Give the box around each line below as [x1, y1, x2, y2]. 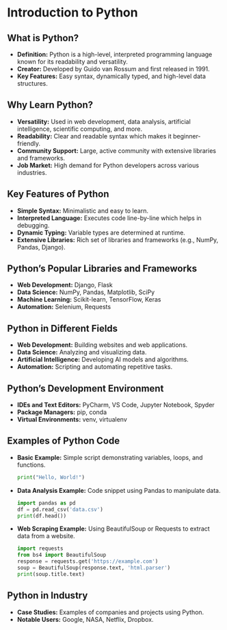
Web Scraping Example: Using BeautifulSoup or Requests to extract [16, 524, 210, 533]
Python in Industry [7, 590, 88, 601]
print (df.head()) [16, 512, 67, 519]
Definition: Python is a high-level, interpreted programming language [16, 50, 213, 58]
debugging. [16, 221, 50, 229]
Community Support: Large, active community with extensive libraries [16, 146, 217, 155]
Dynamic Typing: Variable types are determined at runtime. [16, 228, 186, 237]
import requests [16, 545, 64, 553]
